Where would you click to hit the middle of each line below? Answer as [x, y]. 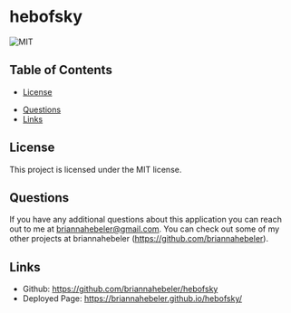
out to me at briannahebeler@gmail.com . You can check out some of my [145, 229]
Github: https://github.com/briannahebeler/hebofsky [120, 289]
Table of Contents [61, 70]
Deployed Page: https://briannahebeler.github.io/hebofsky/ [132, 299]
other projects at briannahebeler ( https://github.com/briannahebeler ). [139, 239]
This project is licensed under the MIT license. [96, 169]
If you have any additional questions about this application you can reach [146, 220]
